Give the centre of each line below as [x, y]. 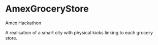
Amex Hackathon [23, 23]
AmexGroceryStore [47, 9]
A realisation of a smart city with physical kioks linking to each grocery [79, 32]
